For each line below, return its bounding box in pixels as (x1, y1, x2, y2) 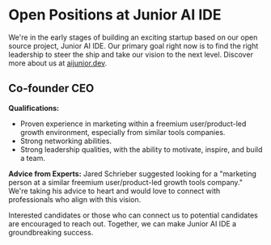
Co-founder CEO (8, 82, 95, 95)
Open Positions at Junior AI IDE (8, 6, 222, 24)
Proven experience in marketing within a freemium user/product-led (19, 119, 247, 129)
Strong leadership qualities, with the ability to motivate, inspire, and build (19, 144, 263, 154)
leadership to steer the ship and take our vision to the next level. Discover (8, 49, 253, 59)
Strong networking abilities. (19, 136, 112, 146)
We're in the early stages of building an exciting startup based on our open (8, 32, 258, 42)
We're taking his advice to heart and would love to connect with (8, 186, 221, 196)
